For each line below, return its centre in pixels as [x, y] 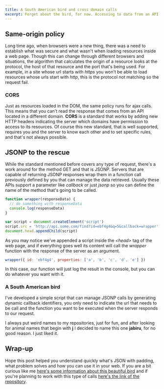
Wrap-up [19, 349]
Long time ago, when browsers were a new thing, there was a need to [75, 46]
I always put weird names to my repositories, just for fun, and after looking [80, 323]
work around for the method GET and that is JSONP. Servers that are [74, 169]
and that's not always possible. [36, 137]
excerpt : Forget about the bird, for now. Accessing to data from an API [82, 14]
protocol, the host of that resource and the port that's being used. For [75, 67]
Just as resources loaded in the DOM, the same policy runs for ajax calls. [79, 105]
